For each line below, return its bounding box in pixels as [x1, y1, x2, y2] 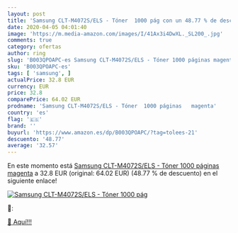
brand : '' [7, 122, 37, 130]
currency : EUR [7, 83, 50, 90]
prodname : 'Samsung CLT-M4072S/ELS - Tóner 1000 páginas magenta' [7, 103, 217, 110]
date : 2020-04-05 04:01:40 [7, 23, 87, 30]
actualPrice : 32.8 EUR [7, 76, 74, 84]
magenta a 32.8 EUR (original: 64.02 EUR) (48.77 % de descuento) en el [7, 169, 218, 178]
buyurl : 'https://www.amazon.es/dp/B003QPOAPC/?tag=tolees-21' [7, 129, 198, 136]
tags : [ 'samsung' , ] [7, 69, 72, 76]
